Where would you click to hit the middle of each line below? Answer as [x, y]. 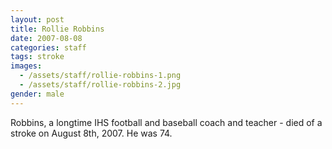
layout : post [37, 19]
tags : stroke [37, 57]
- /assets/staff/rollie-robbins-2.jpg [100, 85]
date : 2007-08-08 [46, 38]
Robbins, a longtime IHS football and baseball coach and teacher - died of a [166, 122]
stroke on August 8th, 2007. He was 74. [91, 133]
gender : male [37, 94]
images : [26, 66]
